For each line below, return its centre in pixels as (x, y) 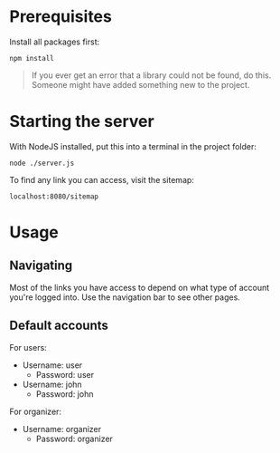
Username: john (52, 384)
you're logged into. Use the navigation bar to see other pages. (125, 297)
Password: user (65, 374)
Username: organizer (62, 429)
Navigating (41, 266)
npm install (32, 58)
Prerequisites (61, 17)
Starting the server (82, 122)
